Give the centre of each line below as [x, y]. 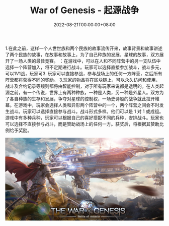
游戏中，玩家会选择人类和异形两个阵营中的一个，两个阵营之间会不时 [89, 105]
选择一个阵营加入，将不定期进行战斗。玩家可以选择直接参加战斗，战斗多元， [84, 67]
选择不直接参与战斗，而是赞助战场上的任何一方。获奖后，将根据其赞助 [87, 124]
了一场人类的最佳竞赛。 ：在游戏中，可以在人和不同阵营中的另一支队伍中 [85, 61]
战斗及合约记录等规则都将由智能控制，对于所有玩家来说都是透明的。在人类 [82, 86]
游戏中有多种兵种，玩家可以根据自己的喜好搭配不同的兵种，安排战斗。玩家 [82, 118]
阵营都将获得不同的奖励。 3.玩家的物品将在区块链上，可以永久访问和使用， [83, 80]
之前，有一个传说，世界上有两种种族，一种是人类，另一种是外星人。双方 [84, 92]
